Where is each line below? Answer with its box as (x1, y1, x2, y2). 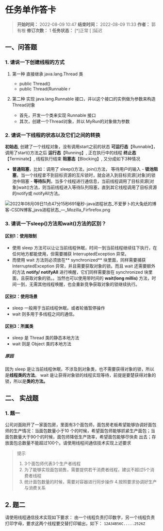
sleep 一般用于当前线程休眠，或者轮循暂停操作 (12, 305, 105, 311)
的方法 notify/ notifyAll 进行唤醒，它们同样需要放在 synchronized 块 (12, 269, 149, 275)
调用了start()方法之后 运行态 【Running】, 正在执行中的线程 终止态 (5, 149, 137, 156)
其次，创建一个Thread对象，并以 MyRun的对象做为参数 (19, 118, 130, 124)
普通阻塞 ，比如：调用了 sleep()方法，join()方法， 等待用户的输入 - (12, 166, 144, 172)
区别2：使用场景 (5, 293, 38, 299)
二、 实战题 (5, 394, 39, 402)
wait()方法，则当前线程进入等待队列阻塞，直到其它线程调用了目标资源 (17, 184, 157, 190)
